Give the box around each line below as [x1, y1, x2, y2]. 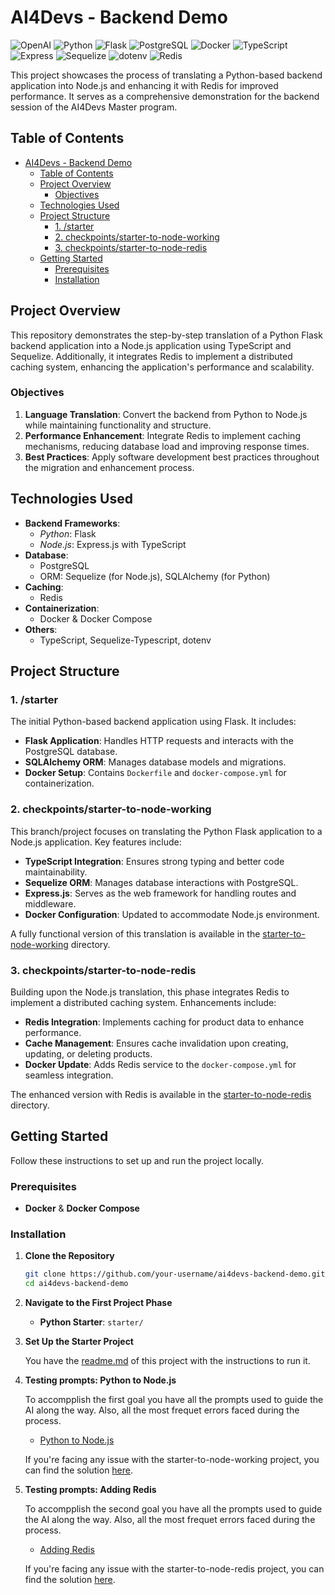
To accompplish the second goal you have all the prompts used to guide [24, 1503, 323, 1515]
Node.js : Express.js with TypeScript [39, 538, 187, 550]
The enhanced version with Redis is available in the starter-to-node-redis [10, 1088, 312, 1100]
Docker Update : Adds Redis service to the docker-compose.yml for [24, 1058, 297, 1070]
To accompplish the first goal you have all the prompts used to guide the [24, 1394, 324, 1406]
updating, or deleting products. [24, 1047, 153, 1060]
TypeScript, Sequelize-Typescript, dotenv [39, 634, 212, 646]
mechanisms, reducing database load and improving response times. [24, 440, 310, 452]
